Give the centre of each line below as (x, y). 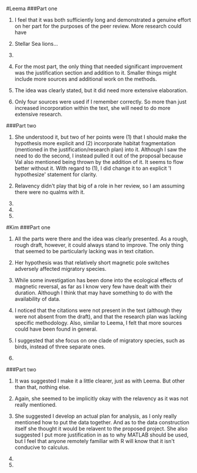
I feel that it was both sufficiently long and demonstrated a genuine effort (103, 20)
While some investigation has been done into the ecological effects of (99, 280)
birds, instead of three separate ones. (60, 347)
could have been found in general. (56, 329)
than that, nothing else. (42, 387)
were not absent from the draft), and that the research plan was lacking (101, 316)
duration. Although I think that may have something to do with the (94, 293)
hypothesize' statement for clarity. (56, 175)
